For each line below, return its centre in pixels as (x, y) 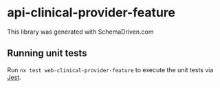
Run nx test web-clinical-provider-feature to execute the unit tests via (110, 69)
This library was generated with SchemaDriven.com (80, 32)
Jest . (14, 77)
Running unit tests (47, 53)
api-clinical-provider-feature (91, 13)
